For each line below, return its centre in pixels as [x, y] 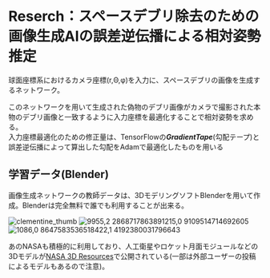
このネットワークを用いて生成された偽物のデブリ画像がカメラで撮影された [131, 107]
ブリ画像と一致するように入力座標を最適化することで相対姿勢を [135, 117]
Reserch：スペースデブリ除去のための [134, 16]
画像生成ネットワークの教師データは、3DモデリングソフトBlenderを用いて [131, 195]
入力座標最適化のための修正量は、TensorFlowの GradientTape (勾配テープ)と [134, 137]
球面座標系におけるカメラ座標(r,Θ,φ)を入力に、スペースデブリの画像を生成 [131, 80]
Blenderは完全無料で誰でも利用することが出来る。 [105, 205]
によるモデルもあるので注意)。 [59, 266]
